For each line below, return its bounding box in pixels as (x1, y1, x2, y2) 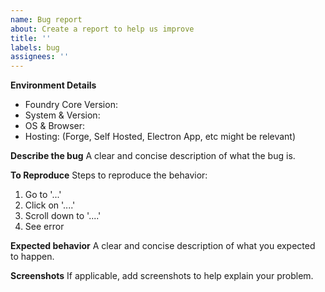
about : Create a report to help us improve (10, 24, 195, 34)
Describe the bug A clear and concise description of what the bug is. (10, 150, 296, 162)
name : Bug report (10, 14, 83, 25)
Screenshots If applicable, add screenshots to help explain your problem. (10, 270, 314, 282)
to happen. (10, 251, 55, 263)
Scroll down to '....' (24, 210, 102, 222)
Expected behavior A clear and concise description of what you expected (10, 240, 316, 252)
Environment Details (10, 79, 97, 91)
